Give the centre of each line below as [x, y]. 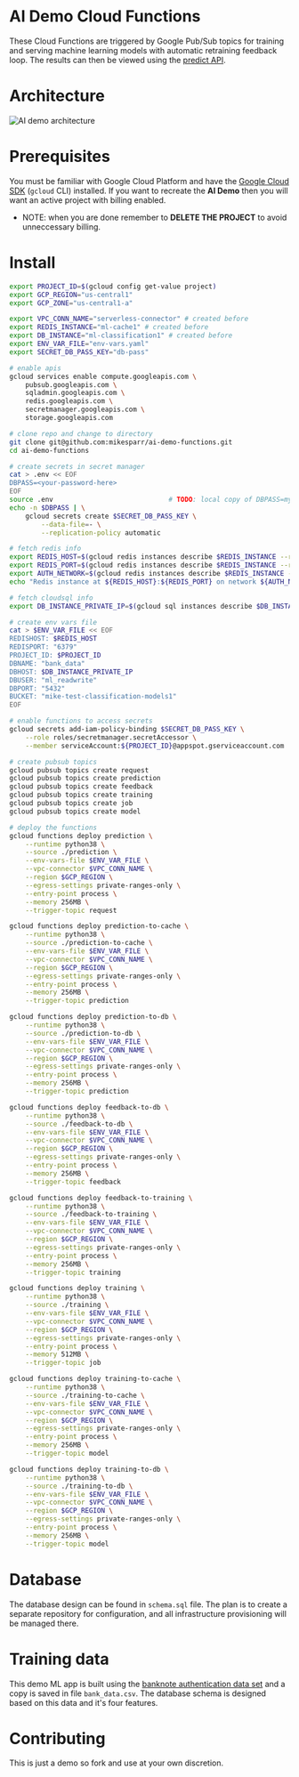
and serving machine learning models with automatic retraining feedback [143, 50]
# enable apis [36, 368]
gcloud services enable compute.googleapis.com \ [103, 376]
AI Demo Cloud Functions [105, 16]
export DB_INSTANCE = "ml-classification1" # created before [121, 335]
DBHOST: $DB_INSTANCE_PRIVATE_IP [71, 672]
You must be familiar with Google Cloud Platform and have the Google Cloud [149, 181]
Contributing [57, 1738]
